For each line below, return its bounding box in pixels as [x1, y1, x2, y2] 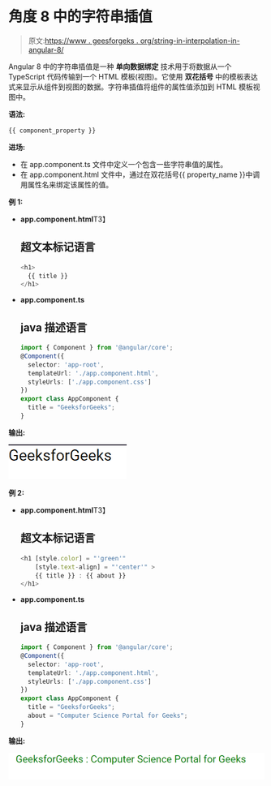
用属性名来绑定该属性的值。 [19, 179, 114, 189]
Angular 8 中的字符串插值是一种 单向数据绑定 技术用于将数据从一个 [8, 62, 232, 71]
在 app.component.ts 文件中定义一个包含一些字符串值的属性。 [19, 159, 228, 169]
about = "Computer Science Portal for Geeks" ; [28, 711, 188, 720]
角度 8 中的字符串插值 [8, 7, 153, 26]
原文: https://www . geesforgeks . [28, 36, 139, 45]
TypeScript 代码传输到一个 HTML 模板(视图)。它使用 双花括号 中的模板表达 [8, 71, 258, 81]
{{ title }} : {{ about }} [35, 571, 127, 580]
